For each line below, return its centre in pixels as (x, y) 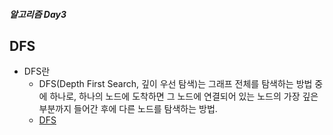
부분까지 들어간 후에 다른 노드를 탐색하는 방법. (128, 109)
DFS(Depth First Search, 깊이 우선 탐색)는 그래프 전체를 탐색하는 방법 (175, 84)
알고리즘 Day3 (38, 14)
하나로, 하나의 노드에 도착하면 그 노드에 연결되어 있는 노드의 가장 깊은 (184, 96)
